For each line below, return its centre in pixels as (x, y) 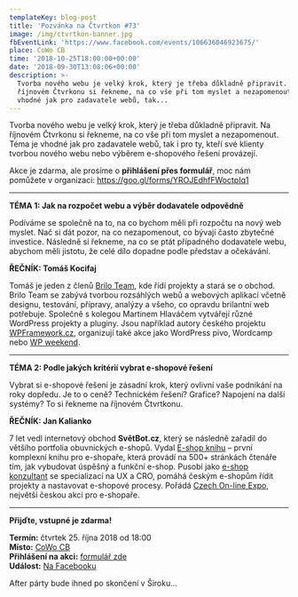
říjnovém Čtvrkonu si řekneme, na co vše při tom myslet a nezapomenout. (144, 135)
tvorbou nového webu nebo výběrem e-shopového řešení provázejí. (133, 154)
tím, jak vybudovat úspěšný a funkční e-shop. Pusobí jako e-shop (129, 466)
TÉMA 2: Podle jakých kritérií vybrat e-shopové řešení (111, 368)
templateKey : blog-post (53, 17)
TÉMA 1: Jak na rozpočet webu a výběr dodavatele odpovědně (126, 206)
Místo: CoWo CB (40, 547)
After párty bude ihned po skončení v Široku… (93, 584)
